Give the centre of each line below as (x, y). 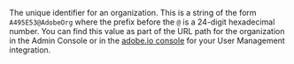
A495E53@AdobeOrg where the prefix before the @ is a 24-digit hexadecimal (142, 22)
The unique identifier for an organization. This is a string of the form (133, 13)
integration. (30, 50)
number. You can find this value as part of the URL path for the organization (147, 31)
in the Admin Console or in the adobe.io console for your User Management (147, 40)
